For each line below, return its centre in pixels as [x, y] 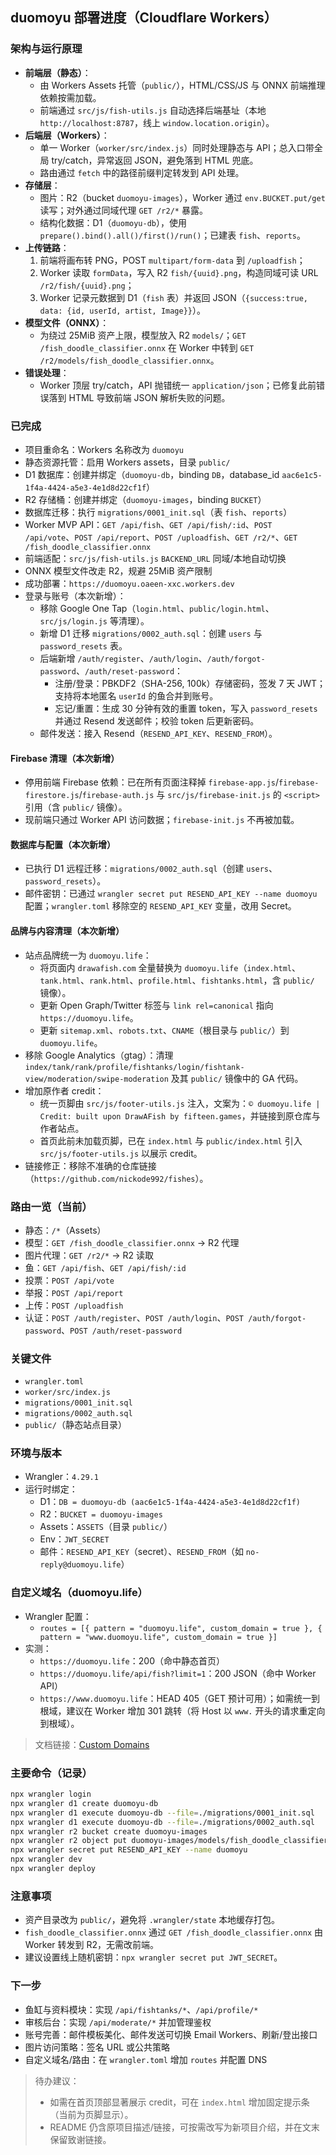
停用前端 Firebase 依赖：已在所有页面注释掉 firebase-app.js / [152, 782]
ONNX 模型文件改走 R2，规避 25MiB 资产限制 [118, 570]
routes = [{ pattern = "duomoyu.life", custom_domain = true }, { [181, 1628]
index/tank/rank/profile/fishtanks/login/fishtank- [134, 1067]
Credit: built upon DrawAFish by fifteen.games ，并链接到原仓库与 [180, 1115]
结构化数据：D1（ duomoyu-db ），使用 [113, 222]
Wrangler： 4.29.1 [61, 1477]
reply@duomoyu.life [80, 1565]
